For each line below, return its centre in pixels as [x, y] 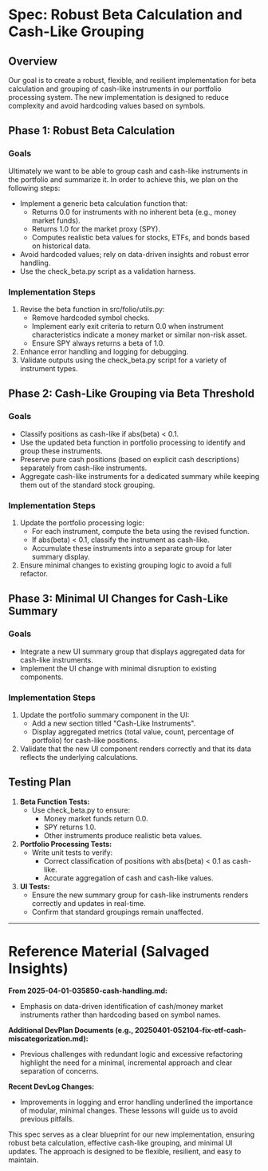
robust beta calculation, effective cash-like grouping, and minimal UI [120, 1142]
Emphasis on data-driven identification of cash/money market [121, 1006]
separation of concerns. [59, 1070]
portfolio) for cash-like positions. [85, 740]
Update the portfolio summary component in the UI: [104, 714]
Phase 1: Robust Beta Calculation [92, 131]
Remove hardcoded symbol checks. [91, 318]
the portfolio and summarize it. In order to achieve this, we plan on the [123, 179]
